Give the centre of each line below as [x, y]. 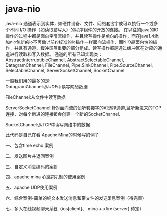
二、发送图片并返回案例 [29, 156]
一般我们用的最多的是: [28, 81]
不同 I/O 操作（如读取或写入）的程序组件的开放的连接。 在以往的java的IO [84, 29]
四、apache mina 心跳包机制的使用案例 [46, 177]
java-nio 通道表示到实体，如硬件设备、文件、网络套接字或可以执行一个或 [80, 23]
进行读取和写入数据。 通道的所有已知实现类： [56, 54]
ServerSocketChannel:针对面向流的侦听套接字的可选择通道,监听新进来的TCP [83, 108]
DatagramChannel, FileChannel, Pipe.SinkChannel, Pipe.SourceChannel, [79, 65]
